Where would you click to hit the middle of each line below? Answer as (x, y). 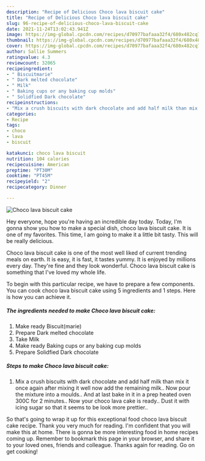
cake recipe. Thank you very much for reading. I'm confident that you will (99, 425)
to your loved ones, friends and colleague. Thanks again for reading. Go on (101, 445)
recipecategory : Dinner (37, 187)
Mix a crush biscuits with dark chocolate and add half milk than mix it (102, 381)
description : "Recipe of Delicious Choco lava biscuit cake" (86, 12)
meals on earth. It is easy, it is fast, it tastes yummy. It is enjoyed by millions (101, 259)
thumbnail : (20, 40)
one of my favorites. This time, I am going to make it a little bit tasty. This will (102, 234)
